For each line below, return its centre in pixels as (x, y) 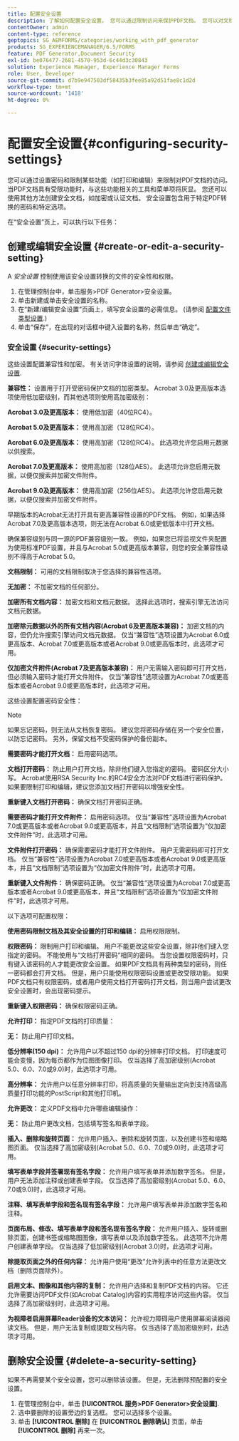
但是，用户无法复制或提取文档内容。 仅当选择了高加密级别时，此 (128, 1328)
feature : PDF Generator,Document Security (71, 54)
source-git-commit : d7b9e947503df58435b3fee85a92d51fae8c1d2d (101, 80)
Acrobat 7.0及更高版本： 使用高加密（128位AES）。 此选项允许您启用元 (111, 467)
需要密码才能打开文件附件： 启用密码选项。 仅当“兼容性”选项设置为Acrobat (117, 817)
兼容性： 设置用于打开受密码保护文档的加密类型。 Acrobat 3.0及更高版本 (113, 388)
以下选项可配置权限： (38, 916)
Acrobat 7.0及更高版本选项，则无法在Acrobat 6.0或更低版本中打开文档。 (113, 524)
